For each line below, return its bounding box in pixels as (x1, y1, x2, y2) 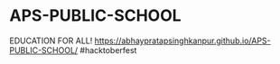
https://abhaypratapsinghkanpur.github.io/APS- (94, 35, 271, 46)
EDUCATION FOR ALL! (9, 35, 93, 46)
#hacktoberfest (79, 44, 137, 55)
